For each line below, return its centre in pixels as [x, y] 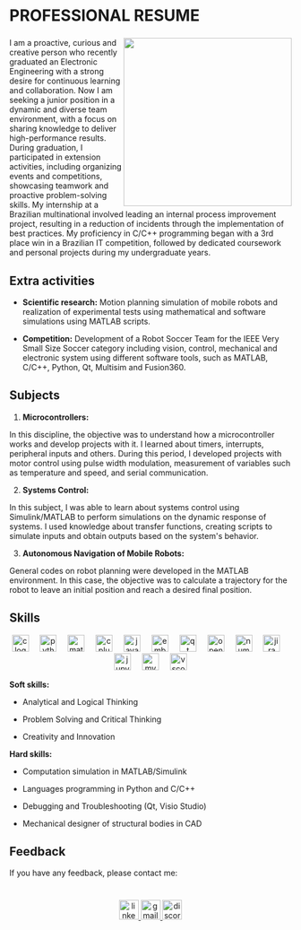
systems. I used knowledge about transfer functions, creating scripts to [141, 526]
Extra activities [52, 280]
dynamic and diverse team [58, 109]
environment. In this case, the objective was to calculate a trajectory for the [149, 580]
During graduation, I [46, 148]
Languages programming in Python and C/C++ [108, 788]
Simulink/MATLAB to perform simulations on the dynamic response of [138, 517]
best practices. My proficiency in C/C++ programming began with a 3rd [142, 233]
